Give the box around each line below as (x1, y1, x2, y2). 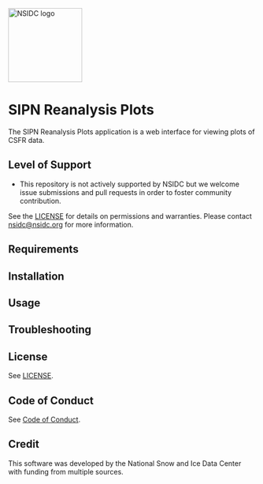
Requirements (8, 242, 79, 256)
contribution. (19, 196, 61, 205)
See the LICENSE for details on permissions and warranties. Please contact (8, 211, 252, 220)
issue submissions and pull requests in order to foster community (19, 187, 232, 197)
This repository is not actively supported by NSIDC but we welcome (19, 179, 240, 189)
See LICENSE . (8, 371, 54, 381)
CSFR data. (8, 135, 45, 144)
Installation (8, 269, 65, 283)
